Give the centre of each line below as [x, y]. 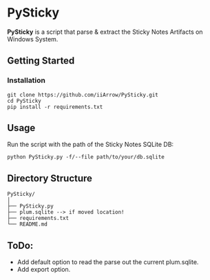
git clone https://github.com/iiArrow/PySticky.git [83, 94]
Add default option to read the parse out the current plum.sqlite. [108, 262]
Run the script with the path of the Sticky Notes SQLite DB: [91, 144]
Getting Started [41, 61]
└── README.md [28, 224]
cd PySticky [24, 101]
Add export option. [44, 270]
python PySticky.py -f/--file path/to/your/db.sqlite [86, 157]
